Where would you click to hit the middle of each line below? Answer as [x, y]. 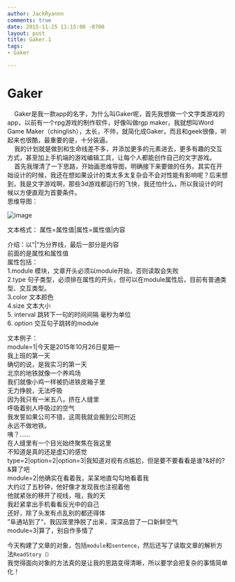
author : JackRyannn [36, 14]
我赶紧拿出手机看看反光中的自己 [53, 504]
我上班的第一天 [29, 355]
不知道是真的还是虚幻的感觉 [47, 451]
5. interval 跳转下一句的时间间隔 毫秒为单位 [69, 314]
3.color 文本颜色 [30, 297]
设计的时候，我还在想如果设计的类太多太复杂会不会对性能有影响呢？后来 [117, 175]
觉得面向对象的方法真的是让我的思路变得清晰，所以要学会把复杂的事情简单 [120, 562]
